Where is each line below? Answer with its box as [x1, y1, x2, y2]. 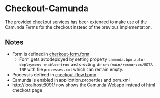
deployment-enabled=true [19, 62, 70, 67]
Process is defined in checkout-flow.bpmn [12, 71, 97, 78]
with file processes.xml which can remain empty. [27, 66, 124, 72]
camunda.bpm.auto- [108, 57, 145, 62]
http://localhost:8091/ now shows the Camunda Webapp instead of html [12, 82, 156, 88]
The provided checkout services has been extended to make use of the [5, 19, 147, 25]
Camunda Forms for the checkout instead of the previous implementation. [5, 24, 152, 30]
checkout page [12, 87, 43, 93]
